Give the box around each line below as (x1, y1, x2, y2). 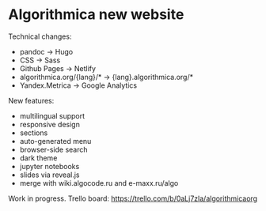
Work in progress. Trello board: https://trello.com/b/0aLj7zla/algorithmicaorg (8, 194, 258, 203)
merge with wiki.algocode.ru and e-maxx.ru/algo (19, 178, 179, 187)
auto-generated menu (19, 136, 92, 145)
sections (19, 128, 48, 138)
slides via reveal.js (19, 170, 80, 179)
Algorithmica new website (8, 6, 184, 24)
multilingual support (19, 111, 85, 120)
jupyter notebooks (19, 161, 80, 171)
